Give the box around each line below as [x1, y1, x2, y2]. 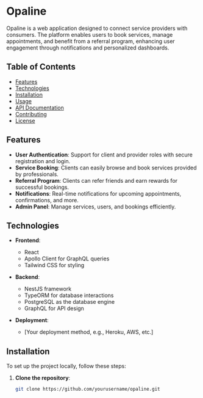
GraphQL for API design [24, 304, 84, 312]
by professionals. [15, 170, 59, 178]
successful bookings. [15, 183, 69, 191]
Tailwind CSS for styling [24, 262, 85, 269]
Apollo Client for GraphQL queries [24, 255, 110, 262]
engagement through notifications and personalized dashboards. [6, 44, 169, 51]
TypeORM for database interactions [24, 292, 114, 299]
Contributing [15, 110, 47, 117]
